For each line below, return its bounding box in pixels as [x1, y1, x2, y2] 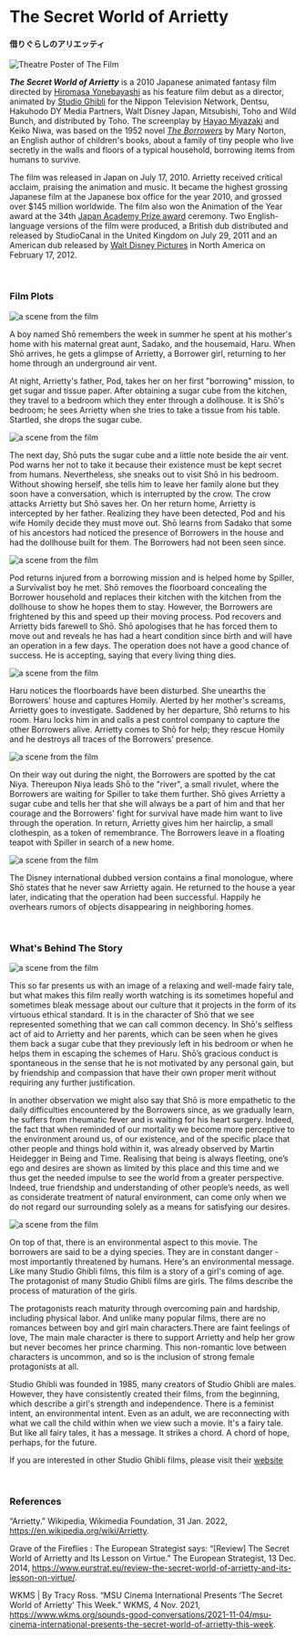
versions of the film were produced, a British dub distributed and [46, 221, 289, 232]
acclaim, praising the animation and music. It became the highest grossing [9, 182, 289, 193]
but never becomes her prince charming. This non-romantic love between [9, 1341, 287, 1352]
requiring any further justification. [9, 1077, 136, 1088]
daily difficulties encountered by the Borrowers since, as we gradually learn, [9, 1104, 295, 1115]
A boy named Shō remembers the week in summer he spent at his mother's [9, 329, 293, 339]
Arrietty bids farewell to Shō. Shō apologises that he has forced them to [9, 621, 278, 632]
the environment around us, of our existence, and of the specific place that [9, 1133, 290, 1144]
